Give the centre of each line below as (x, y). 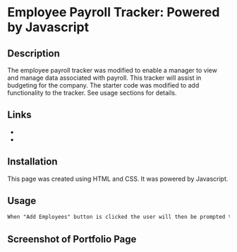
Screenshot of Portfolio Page (72, 239)
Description (34, 53)
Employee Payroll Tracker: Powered (114, 12)
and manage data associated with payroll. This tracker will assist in (104, 78)
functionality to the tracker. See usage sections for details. (92, 93)
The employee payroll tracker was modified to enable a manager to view (112, 70)
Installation (32, 162)
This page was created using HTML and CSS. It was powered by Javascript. (118, 179)
